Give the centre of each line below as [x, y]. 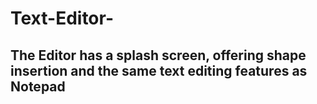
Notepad [38, 86]
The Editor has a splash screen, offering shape [158, 55]
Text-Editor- [62, 18]
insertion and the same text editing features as [159, 70]
